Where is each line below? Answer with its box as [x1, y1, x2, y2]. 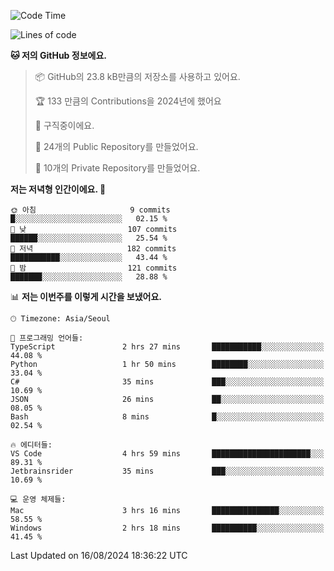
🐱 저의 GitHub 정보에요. [10, 50, 107, 61]
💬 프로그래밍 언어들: [10, 333, 84, 343]
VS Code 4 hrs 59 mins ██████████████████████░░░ [10, 449, 325, 459]
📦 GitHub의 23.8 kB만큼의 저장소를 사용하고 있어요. [34, 71, 241, 82]
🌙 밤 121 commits [10, 263, 178, 273]
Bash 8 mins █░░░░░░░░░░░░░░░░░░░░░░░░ [10, 412, 325, 422]
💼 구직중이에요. [34, 120, 95, 131]
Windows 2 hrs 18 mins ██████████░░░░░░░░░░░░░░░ [10, 523, 325, 533]
